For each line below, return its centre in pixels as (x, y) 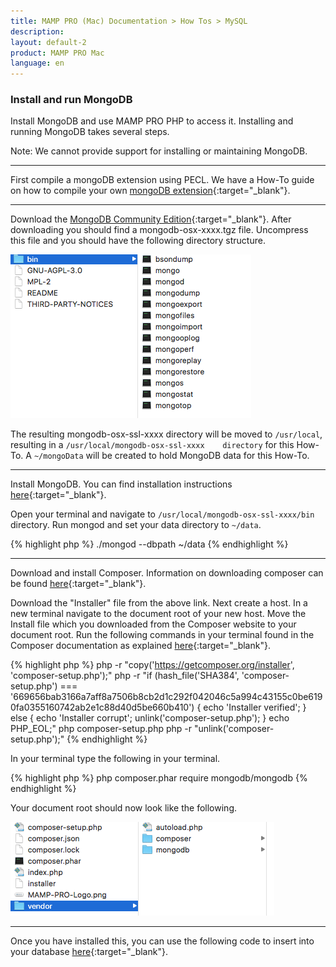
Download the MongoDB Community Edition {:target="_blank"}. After (151, 219)
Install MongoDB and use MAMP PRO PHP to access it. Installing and (152, 121)
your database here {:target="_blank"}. (89, 952)
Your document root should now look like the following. (123, 808)
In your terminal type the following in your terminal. (115, 759)
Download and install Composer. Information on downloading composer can (167, 573)
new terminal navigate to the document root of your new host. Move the (158, 614)
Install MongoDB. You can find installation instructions (121, 484)
